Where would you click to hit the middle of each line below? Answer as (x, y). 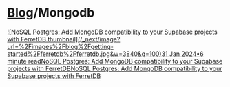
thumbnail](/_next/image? (84, 39)
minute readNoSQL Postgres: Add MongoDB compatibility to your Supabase (115, 61)
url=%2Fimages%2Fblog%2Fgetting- (60, 46)
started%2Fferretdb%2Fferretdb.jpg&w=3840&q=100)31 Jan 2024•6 (106, 54)
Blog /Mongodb (51, 13)
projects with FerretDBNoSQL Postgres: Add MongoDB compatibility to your (115, 68)
